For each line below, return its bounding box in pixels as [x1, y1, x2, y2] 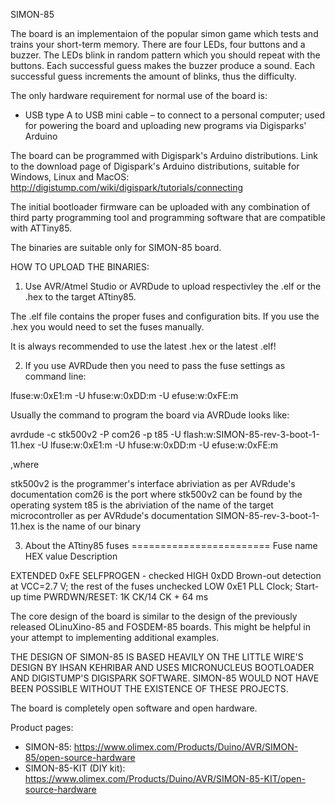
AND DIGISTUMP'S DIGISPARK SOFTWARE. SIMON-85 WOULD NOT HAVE [10, 672, 320, 684]
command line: [24, 370, 87, 382]
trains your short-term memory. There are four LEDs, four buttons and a [10, 39, 306, 50]
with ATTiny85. [10, 222, 73, 234]
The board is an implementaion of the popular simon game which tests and [10, 28, 319, 39]
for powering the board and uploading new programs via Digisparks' [24, 120, 307, 131]
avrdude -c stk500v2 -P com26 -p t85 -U [10, 429, 182, 440]
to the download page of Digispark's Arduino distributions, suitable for [10, 160, 300, 172]
